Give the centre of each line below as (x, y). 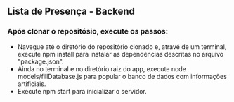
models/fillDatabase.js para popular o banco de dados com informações (122, 76)
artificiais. (32, 84)
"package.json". (41, 61)
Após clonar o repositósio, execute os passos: (88, 31)
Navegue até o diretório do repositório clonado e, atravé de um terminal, (122, 46)
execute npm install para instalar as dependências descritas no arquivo (120, 54)
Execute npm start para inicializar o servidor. (82, 91)
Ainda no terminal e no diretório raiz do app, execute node (102, 68)
